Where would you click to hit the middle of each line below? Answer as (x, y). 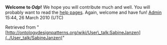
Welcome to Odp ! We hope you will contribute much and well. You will (78, 7)
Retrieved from (20, 27)
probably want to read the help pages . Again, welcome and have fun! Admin (83, 12)
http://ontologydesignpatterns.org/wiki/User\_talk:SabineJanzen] (74, 32)
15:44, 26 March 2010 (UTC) (34, 18)
